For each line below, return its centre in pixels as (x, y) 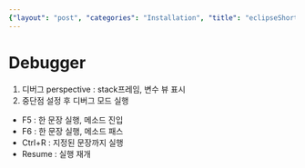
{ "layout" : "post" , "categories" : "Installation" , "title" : (125, 18)
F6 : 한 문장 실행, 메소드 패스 (72, 131)
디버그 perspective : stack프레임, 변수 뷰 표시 (103, 89)
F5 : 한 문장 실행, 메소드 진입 (72, 120)
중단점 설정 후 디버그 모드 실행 (75, 100)
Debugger (47, 62)
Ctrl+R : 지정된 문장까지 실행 (72, 143)
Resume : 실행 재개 (56, 153)
